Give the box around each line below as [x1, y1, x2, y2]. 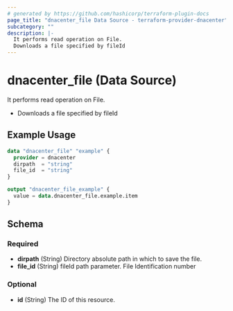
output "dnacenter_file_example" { [7, 186, 110, 193]
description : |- [7, 29, 54, 37]
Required [7, 239, 39, 249]
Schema [7, 218, 44, 230]
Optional [7, 280, 37, 289]
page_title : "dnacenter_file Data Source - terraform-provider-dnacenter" [7, 17, 228, 24]
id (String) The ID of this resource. [17, 295, 116, 303]
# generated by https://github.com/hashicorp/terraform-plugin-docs [7, 10, 209, 17]
